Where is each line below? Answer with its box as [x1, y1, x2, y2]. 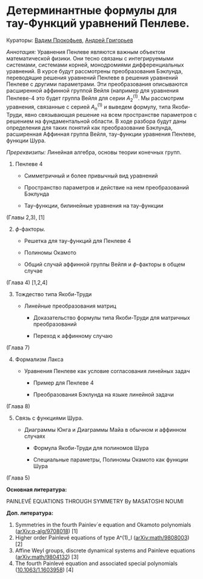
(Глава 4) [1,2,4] [6, 279, 48, 286]
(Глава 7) [6, 343, 30, 351]
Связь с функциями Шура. [15, 414, 84, 422]
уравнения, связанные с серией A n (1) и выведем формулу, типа [6, 102, 171, 112]
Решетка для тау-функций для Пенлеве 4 [24, 237, 131, 244]
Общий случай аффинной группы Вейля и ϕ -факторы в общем [24, 260, 185, 268]
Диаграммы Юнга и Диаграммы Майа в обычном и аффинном [24, 426, 187, 433]
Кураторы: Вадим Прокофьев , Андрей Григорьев [6, 36, 133, 44]
